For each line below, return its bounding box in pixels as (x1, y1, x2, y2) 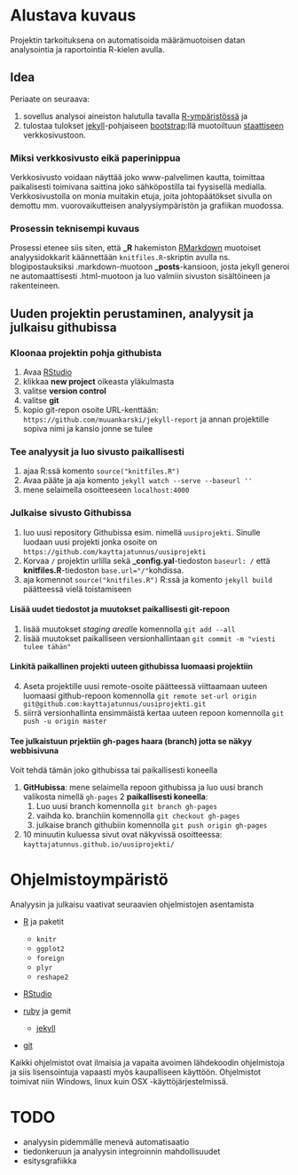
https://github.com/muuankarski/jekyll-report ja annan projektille (22, 414, 270, 425)
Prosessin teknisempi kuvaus (10, 222, 140, 234)
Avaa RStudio (22, 367, 73, 377)
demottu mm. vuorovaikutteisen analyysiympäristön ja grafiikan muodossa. (10, 201, 285, 211)
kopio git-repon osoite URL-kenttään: (22, 405, 159, 416)
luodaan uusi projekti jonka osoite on (22, 536, 158, 547)
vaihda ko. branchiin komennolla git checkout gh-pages (35, 810, 240, 822)
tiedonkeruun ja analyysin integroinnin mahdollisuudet (22, 1147, 221, 1157)
